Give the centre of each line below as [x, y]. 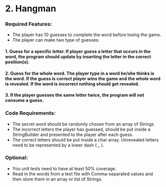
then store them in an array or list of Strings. [57, 179]
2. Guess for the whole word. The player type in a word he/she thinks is [80, 73]
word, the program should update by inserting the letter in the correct [78, 57]
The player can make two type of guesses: [56, 40]
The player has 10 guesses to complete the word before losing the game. [87, 35]
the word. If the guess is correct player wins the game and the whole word [83, 78]
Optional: [17, 158]
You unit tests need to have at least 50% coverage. [64, 168]
